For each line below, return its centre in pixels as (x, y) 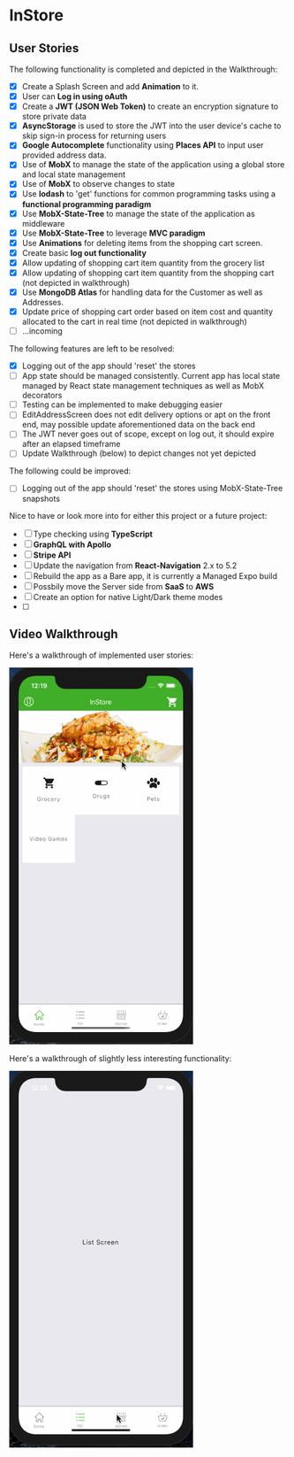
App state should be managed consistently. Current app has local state (151, 376)
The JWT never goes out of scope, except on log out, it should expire (148, 434)
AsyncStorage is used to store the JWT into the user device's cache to (151, 126)
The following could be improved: (70, 471)
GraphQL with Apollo (72, 544)
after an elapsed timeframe (71, 444)
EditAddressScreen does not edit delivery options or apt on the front (146, 415)
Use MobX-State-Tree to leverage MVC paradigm (113, 233)
